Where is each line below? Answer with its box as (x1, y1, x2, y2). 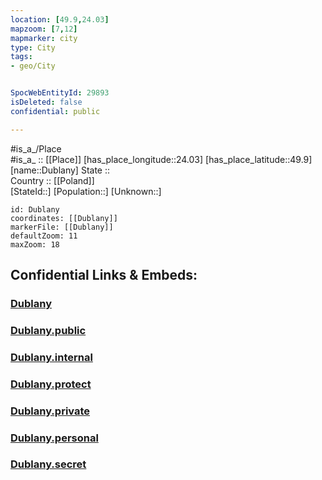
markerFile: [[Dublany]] (10, 222, 114, 232)
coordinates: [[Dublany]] (10, 213, 118, 223)
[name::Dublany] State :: (10, 164, 111, 176)
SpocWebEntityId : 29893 (10, 88, 110, 98)
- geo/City (10, 61, 56, 71)
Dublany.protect (10, 377, 92, 391)
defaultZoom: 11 (10, 231, 78, 241)
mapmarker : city (10, 33, 78, 43)
